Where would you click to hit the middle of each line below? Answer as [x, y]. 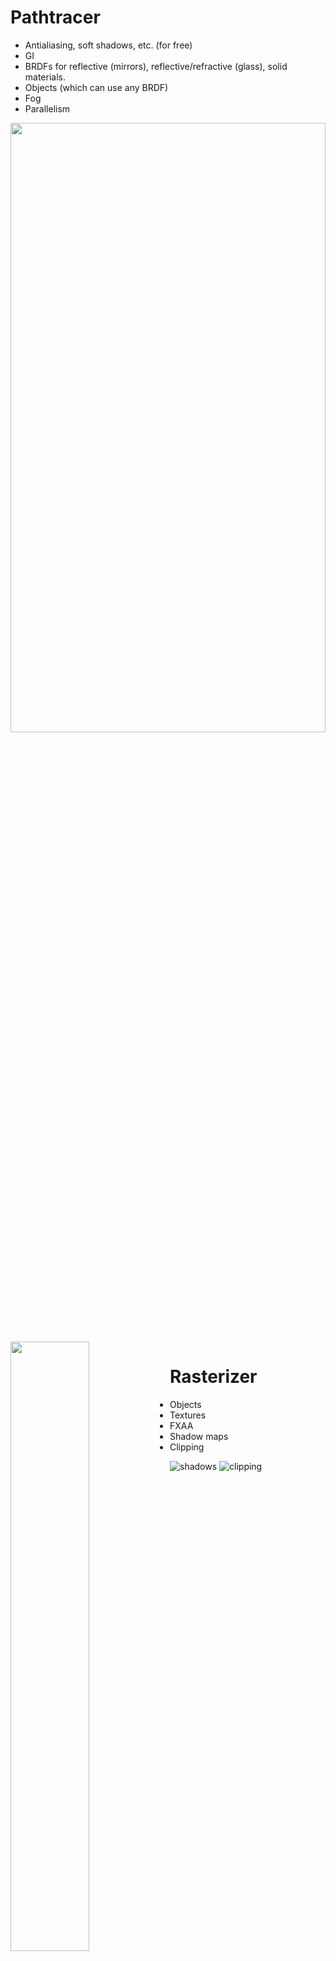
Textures [188, 1415]
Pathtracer [55, 17]
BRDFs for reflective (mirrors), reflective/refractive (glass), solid [156, 66]
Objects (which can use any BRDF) [96, 87]
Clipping [187, 1447]
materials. [45, 77]
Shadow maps [199, 1436]
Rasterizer [213, 1377]
